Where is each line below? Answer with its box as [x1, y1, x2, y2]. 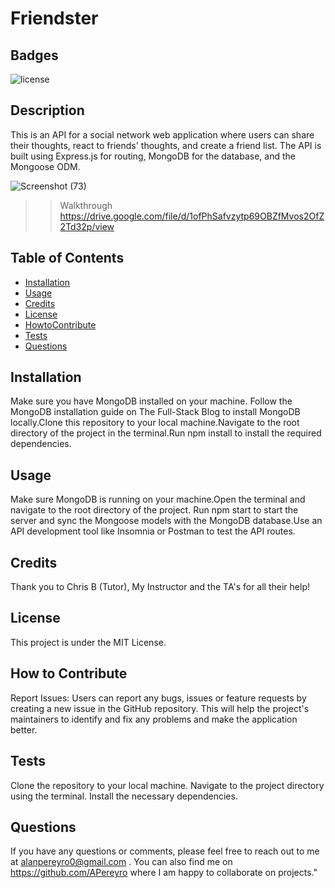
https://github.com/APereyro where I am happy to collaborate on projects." [10, 867, 318, 879]
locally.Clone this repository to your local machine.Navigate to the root [10, 417, 300, 429]
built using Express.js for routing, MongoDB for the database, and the [10, 150, 296, 162]
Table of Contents [10, 250, 125, 267]
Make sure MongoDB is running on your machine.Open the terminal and [10, 493, 306, 506]
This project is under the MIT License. [10, 636, 167, 648]
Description [10, 102, 85, 119]
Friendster [10, 7, 99, 30]
